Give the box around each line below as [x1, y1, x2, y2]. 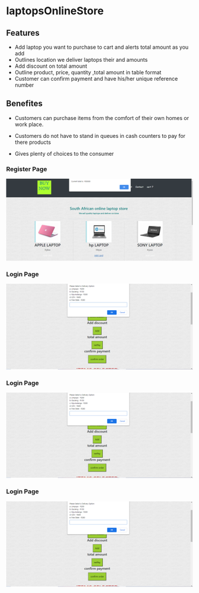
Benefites [6, 99, 43, 109]
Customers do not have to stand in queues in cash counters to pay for [14, 132, 185, 139]
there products [14, 138, 52, 146]
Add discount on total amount [14, 62, 88, 70]
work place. [14, 121, 44, 128]
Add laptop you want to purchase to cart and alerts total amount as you [14, 43, 189, 51]
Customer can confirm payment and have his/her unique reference [14, 75, 178, 82]
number [14, 81, 34, 89]
